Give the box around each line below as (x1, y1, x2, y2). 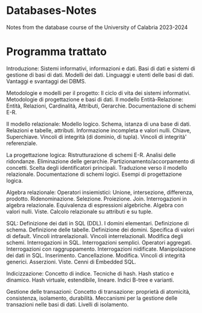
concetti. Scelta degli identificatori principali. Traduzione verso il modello (6, 164, 188, 171)
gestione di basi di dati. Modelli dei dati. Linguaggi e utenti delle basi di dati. (6, 71, 194, 79)
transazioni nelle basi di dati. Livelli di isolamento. (6, 300, 129, 308)
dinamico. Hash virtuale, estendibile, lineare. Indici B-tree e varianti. (6, 276, 174, 283)
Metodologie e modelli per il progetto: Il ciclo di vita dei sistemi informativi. (6, 89, 191, 97)
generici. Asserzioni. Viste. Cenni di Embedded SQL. (6, 258, 137, 265)
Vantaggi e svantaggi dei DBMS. (6, 77, 86, 85)
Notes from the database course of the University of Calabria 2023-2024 (6, 24, 188, 31)
